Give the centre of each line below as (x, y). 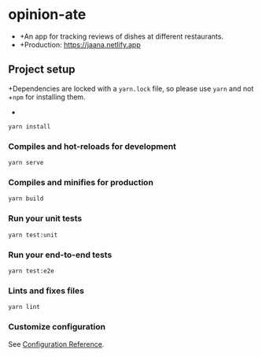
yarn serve (26, 163)
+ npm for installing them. (47, 97)
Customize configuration (57, 327)
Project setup (42, 70)
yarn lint (24, 307)
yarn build (26, 199)
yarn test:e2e (31, 271)
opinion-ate (47, 15)
